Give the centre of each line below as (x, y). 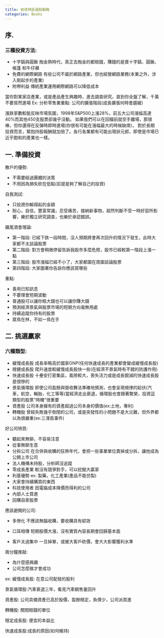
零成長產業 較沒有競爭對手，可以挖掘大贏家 (55, 469)
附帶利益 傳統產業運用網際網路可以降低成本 (55, 87)
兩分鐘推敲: (17, 552)
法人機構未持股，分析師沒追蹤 (42, 463)
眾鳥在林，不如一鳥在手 (36, 319)
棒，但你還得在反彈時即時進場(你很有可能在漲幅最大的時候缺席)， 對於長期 (80, 126)
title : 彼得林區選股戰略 (27, 10)
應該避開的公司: (21, 510)
